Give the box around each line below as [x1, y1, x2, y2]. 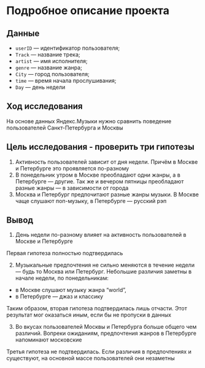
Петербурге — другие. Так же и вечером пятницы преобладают [15, 177, 184, 185]
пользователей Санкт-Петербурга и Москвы [6, 124, 124, 131]
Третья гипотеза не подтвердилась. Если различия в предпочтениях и [6, 348, 191, 356]
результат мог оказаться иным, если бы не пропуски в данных [6, 311, 172, 319]
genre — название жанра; [15, 64, 83, 71]
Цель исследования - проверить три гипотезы [6, 142, 195, 152]
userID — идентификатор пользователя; [15, 44, 120, 52]
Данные [6, 28, 40, 39]
